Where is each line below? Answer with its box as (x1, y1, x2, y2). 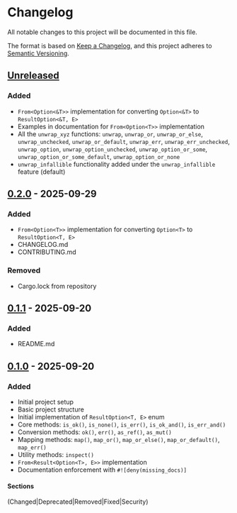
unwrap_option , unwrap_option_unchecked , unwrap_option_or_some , (17, 145, 207, 153)
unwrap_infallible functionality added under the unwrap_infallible (17, 160, 216, 168)
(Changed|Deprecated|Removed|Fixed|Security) (7, 497, 149, 506)
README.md (17, 340, 55, 348)
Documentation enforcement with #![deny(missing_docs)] (17, 465, 187, 474)
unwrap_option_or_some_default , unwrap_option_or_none (17, 152, 180, 160)
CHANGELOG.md (17, 241, 69, 249)
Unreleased (7, 70, 60, 82)
